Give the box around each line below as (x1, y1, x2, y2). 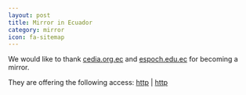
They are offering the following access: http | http (8, 78, 168, 87)
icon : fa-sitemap (8, 33, 65, 41)
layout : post (8, 11, 51, 19)
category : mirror (8, 26, 65, 33)
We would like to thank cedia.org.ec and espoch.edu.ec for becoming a (8, 55, 239, 64)
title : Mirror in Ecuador (8, 19, 92, 26)
